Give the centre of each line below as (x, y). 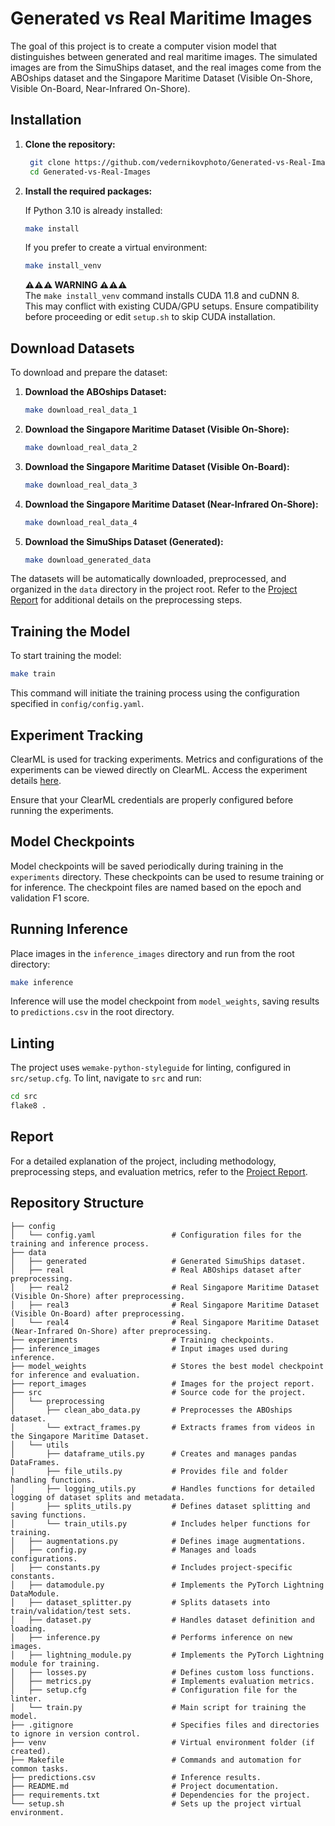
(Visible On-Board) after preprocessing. (98, 1313)
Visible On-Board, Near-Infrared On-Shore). (100, 88)
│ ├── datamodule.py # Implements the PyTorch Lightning (167, 1585)
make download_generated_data (88, 560)
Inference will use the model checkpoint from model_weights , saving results (165, 1001)
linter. (26, 1698)
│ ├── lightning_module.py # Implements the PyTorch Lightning (167, 1655)
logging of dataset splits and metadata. (98, 1497)
